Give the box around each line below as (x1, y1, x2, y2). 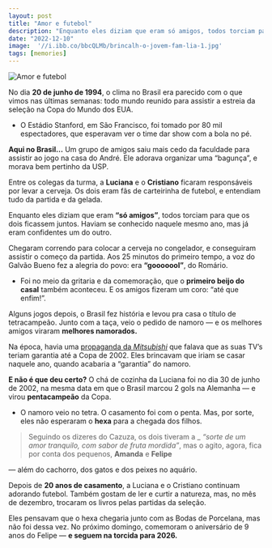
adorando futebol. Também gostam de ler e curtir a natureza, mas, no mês (8, 489, 257, 499)
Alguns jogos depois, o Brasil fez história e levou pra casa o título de (8, 309, 236, 318)
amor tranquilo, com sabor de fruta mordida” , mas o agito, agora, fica (28, 440, 262, 450)
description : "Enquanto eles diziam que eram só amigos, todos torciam (8, 27, 255, 35)
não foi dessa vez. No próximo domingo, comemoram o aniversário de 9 (8, 522, 249, 531)
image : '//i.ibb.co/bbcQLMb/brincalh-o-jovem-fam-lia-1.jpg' (8, 42, 223, 50)
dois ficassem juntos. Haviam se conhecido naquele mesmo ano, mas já (8, 219, 249, 228)
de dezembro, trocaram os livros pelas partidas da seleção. (8, 498, 206, 507)
